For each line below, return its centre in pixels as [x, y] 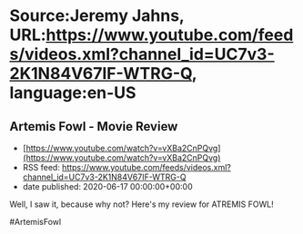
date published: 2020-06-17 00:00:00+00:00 [107, 186]
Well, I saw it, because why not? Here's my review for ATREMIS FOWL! [142, 204]
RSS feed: [41, 167]
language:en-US [73, 93]
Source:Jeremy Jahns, [97, 16]
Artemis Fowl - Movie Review [94, 127]
